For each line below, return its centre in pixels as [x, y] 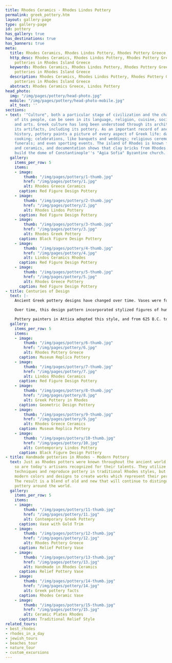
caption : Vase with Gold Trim [51, 524]
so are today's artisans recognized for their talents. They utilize [90, 467]
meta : [11, 48]
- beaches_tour [21, 643]
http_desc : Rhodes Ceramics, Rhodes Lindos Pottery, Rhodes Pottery [84, 58]
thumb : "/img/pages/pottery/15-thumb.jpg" [70, 605]
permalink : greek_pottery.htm [38, 15]
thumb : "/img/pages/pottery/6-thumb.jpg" [69, 343]
